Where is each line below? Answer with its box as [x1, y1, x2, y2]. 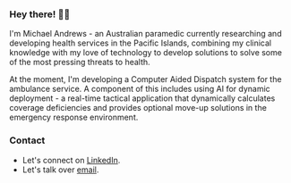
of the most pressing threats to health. [9, 57, 150, 68]
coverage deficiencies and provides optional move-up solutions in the [9, 103, 267, 113]
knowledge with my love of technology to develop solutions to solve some [9, 47, 282, 58]
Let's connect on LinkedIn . [21, 154, 121, 165]
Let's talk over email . [21, 164, 99, 175]
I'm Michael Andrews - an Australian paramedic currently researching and [9, 29, 282, 39]
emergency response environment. [9, 112, 139, 123]
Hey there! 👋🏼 [9, 8, 71, 21]
